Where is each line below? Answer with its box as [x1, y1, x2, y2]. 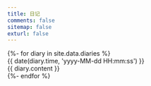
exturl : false [7, 30, 49, 37]
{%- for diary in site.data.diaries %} [7, 49, 111, 58]
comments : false [7, 17, 55, 24]
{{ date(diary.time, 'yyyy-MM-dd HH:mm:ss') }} [7, 57, 145, 66]
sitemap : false [7, 23, 52, 30]
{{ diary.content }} [7, 64, 60, 73]
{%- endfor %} [7, 72, 51, 80]
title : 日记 [7, 10, 40, 18]
